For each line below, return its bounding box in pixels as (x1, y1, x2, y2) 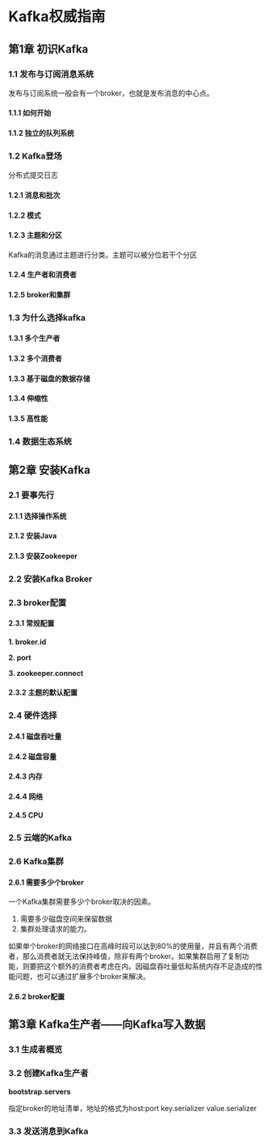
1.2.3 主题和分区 (8, 230, 63, 240)
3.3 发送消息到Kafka (8, 1125, 89, 1137)
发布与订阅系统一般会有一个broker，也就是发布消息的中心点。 (8, 88, 214, 98)
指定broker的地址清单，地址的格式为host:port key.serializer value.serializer (8, 1103, 257, 1112)
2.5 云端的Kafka (8, 832, 73, 843)
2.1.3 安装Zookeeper (8, 551, 78, 560)
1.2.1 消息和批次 (8, 190, 60, 200)
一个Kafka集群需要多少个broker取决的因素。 (8, 897, 156, 906)
